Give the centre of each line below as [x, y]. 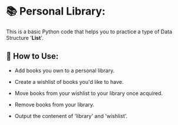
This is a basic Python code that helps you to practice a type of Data [89, 31]
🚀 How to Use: [32, 56]
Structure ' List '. [25, 38]
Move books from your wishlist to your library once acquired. [89, 93]
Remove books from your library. [54, 104]
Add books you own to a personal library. [65, 70]
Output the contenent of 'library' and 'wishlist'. [71, 116]
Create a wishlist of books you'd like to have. [69, 82]
